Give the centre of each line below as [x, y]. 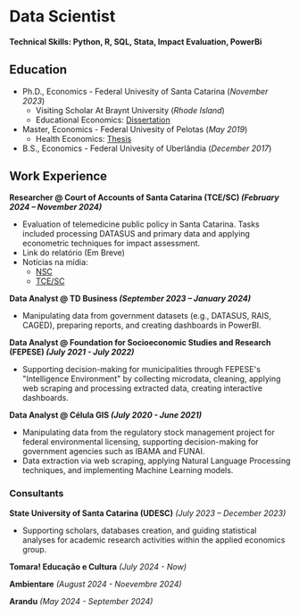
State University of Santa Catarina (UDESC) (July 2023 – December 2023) [148, 513]
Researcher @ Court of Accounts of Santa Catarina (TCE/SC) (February [144, 197]
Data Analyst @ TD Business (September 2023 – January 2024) [130, 299]
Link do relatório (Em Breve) [73, 253]
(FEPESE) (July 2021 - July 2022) [72, 352]
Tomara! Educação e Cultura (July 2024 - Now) [98, 566]
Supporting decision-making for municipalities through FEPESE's [141, 370]
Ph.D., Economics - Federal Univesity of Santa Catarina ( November [145, 91]
